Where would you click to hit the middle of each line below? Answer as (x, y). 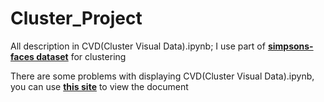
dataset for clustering (81, 56)
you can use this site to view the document (99, 86)
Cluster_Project (76, 18)
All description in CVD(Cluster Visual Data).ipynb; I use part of (138, 46)
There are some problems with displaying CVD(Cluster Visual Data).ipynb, (162, 76)
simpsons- (290, 46)
